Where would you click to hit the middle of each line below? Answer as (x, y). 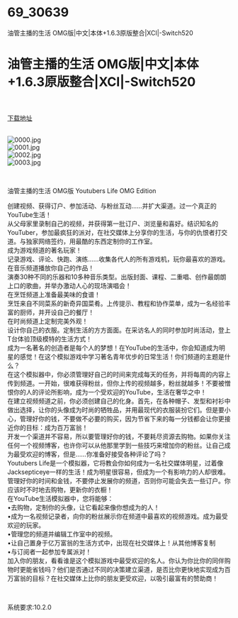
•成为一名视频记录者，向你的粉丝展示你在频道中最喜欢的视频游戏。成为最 (114, 516)
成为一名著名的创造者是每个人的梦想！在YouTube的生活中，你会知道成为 (113, 348)
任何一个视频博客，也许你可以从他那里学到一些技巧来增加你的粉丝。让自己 (116, 445)
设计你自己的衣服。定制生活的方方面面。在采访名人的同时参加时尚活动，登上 (119, 330)
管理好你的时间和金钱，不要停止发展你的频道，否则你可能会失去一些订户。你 (119, 480)
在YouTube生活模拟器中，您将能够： (61, 498)
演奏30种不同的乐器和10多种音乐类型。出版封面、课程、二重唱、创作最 (111, 277)
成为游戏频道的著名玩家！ (45, 250)
